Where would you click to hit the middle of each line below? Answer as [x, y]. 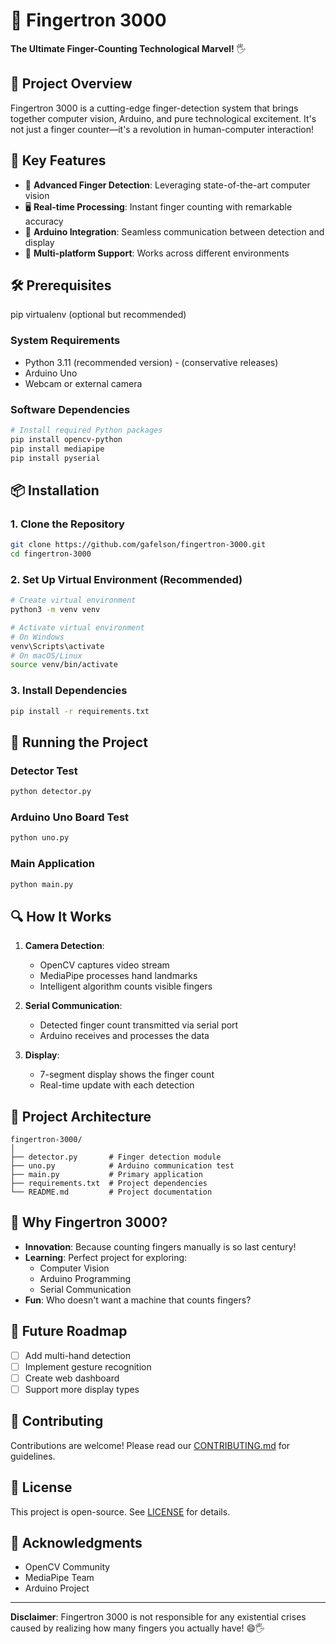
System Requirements [65, 341]
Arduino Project [57, 1588]
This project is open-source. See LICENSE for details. [120, 1511]
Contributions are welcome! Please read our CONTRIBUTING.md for [150, 1445]
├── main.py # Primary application [106, 1175]
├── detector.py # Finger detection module [116, 1157]
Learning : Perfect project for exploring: [106, 1257]
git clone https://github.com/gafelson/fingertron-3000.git [138, 545]
